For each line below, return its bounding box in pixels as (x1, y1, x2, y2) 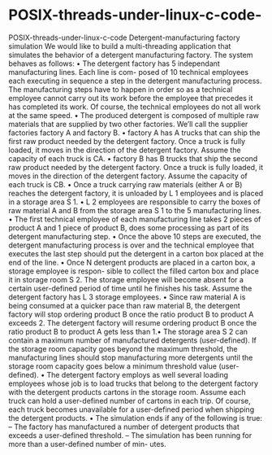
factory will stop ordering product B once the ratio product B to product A (8, 309, 254, 319)
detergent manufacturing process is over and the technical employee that (8, 240, 254, 250)
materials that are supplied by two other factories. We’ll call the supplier (8, 119, 248, 129)
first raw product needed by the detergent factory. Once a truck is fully (8, 136, 246, 146)
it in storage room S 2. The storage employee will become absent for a (8, 274, 244, 284)
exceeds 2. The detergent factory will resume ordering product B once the (8, 317, 257, 327)
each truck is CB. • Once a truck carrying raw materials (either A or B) (8, 179, 243, 189)
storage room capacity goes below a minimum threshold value (8, 361, 218, 371)
